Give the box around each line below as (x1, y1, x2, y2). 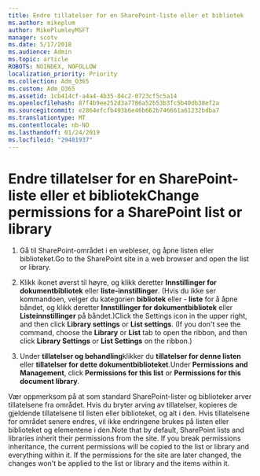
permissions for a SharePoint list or (8, 203, 243, 221)
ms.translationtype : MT (8, 114, 86, 122)
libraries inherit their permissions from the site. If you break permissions (8, 434, 241, 443)
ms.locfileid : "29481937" (8, 135, 93, 144)
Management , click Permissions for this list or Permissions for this (19, 368, 241, 378)
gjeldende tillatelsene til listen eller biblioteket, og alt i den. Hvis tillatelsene (8, 408, 250, 418)
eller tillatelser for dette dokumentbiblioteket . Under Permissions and (19, 360, 249, 370)
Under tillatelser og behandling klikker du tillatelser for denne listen (19, 352, 242, 361)
